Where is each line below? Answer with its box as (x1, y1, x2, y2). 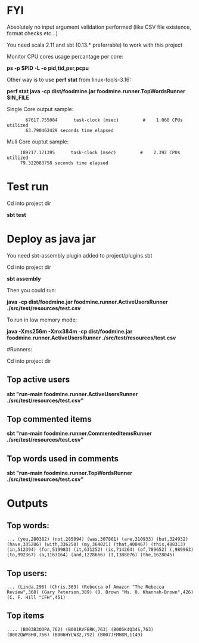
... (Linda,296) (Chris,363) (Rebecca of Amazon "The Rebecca (7, 584, 164, 590)
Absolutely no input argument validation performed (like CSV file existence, (7, 23, 191, 30)
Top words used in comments (7, 454, 119, 464)
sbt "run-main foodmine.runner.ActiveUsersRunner (7, 390, 138, 397)
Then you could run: (7, 286, 57, 293)
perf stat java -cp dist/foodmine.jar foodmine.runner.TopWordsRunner (7, 87, 186, 94)
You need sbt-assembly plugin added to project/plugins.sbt (7, 252, 153, 259)
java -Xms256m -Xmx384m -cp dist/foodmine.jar (7, 327, 133, 335)
